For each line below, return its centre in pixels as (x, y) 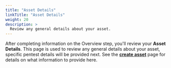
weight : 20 (17, 19)
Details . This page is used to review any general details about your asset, (83, 49)
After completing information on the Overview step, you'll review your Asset (85, 43)
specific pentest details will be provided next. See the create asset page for (85, 55)
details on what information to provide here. (51, 60)
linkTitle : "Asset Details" (35, 15)
